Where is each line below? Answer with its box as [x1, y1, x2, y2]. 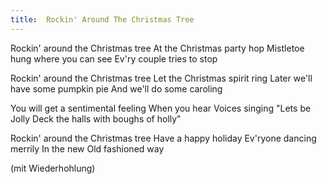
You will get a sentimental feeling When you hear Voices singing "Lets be [10, 102, 312, 114]
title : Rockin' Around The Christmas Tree [10, 14, 195, 25]
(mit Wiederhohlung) [10, 162, 96, 174]
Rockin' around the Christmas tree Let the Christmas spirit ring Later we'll [10, 72, 313, 84]
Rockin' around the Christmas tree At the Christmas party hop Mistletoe [10, 42, 305, 54]
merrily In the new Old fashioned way [10, 142, 165, 155]
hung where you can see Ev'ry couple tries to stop [10, 52, 218, 65]
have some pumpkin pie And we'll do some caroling [10, 82, 223, 95]
